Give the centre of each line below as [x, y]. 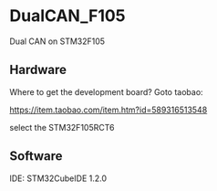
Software [36, 156]
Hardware [38, 70]
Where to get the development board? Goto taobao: [106, 91]
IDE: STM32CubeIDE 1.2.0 [58, 178]
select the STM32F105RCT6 [62, 127]
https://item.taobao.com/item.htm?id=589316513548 [108, 110]
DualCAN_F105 [67, 16]
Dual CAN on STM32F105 [57, 41]
